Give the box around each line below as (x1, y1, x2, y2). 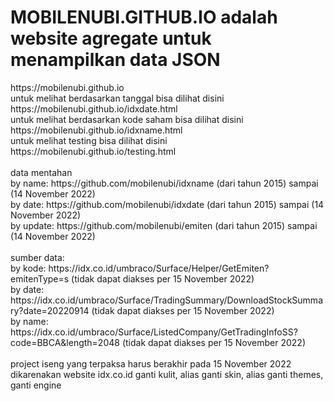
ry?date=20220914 (10, 304, 90, 316)
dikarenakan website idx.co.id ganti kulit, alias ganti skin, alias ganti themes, (10, 368, 324, 380)
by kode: (10, 262, 47, 274)
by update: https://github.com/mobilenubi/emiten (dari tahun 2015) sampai (10, 219, 318, 231)
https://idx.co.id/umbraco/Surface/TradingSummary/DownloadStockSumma (10, 294, 323, 306)
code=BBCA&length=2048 (10, 336, 120, 348)
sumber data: (10, 251, 65, 263)
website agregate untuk (10, 27, 212, 50)
